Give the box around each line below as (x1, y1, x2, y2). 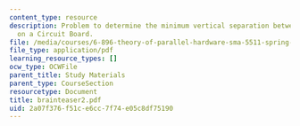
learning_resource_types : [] (9, 54, 118, 63)
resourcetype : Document (9, 87, 98, 96)
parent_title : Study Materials (9, 71, 126, 80)
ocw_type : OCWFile (9, 63, 78, 72)
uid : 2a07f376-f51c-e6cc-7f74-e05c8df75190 (9, 104, 174, 113)
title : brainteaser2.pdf (9, 95, 102, 105)
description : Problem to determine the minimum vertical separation (9, 21, 270, 30)
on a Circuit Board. (17, 29, 94, 38)
